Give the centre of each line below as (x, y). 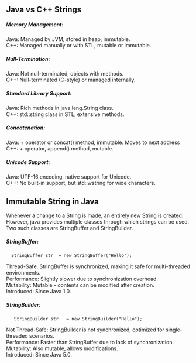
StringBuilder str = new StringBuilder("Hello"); (78, 319)
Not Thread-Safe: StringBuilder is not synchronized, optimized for (85, 330)
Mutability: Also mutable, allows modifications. (62, 348)
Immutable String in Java (53, 201)
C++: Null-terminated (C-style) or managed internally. (71, 80)
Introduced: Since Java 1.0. (39, 292)
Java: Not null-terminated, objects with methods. (65, 74)
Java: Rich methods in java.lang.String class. (60, 108)
